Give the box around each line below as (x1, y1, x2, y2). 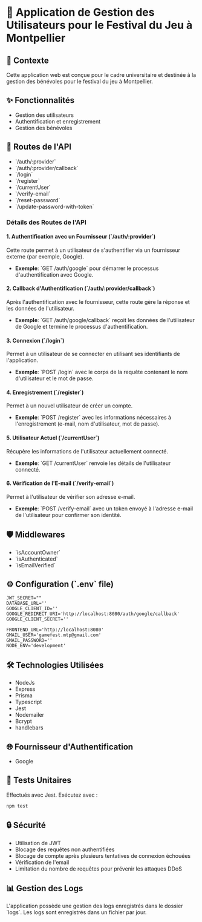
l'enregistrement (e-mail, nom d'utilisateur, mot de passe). (15, 420, 160, 427)
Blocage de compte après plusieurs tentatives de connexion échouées (15, 852, 191, 859)
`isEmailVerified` (15, 561, 56, 568)
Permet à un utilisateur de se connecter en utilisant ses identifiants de (6, 351, 180, 358)
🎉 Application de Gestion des (6, 5, 155, 19)
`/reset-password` (15, 196, 60, 203)
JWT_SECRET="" (6, 595, 42, 601)
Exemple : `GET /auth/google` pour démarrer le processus (15, 265, 159, 272)
